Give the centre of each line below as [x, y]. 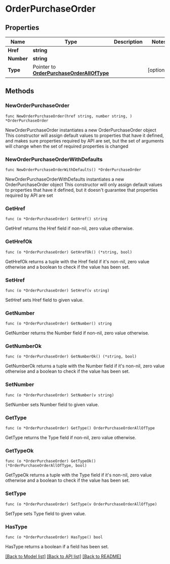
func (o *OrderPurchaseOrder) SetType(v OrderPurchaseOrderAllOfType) [81, 504]
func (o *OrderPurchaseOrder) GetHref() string [56, 219]
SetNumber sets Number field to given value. [52, 404]
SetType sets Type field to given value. [46, 513]
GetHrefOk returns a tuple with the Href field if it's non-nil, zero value [77, 261]
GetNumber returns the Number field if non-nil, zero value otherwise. [77, 333]
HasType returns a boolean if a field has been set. [57, 546]
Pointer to [44, 67]
